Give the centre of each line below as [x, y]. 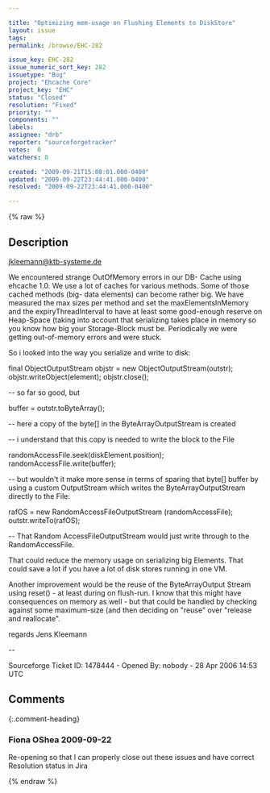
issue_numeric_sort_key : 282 [57, 68]
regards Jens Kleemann [48, 634]
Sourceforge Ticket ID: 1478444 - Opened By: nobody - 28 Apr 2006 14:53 [133, 665]
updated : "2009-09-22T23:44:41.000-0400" [79, 179]
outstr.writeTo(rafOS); [44, 520]
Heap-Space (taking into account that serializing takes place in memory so [132, 320]
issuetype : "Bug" [37, 75]
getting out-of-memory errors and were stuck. [85, 337]
